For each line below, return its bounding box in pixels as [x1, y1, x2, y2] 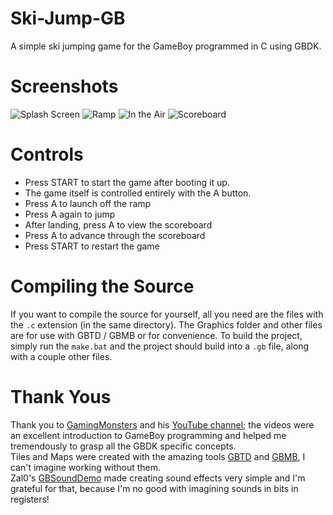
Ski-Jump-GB [10, 7, 126, 30]
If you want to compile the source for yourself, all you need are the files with [10, 308, 324, 320]
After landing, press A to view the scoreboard [24, 218, 213, 231]
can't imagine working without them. [10, 461, 162, 473]
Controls [10, 143, 84, 166]
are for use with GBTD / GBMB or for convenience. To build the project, [10, 329, 303, 341]
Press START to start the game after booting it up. [24, 176, 230, 188]
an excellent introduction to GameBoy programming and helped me [10, 429, 287, 441]
